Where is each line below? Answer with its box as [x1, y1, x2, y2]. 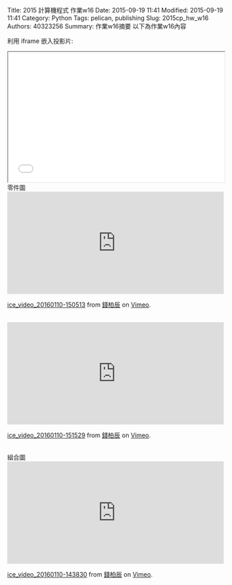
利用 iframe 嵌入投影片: [7, 37, 74, 45]
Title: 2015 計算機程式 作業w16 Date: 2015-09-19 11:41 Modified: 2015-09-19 [7, 6, 224, 14]
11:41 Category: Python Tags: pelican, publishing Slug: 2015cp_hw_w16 [7, 14, 209, 22]
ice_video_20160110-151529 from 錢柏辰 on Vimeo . [7, 431, 151, 439]
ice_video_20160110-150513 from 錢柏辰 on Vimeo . [7, 300, 151, 309]
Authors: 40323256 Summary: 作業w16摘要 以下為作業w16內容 [7, 22, 187, 30]
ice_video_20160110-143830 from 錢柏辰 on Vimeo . [7, 570, 153, 578]
